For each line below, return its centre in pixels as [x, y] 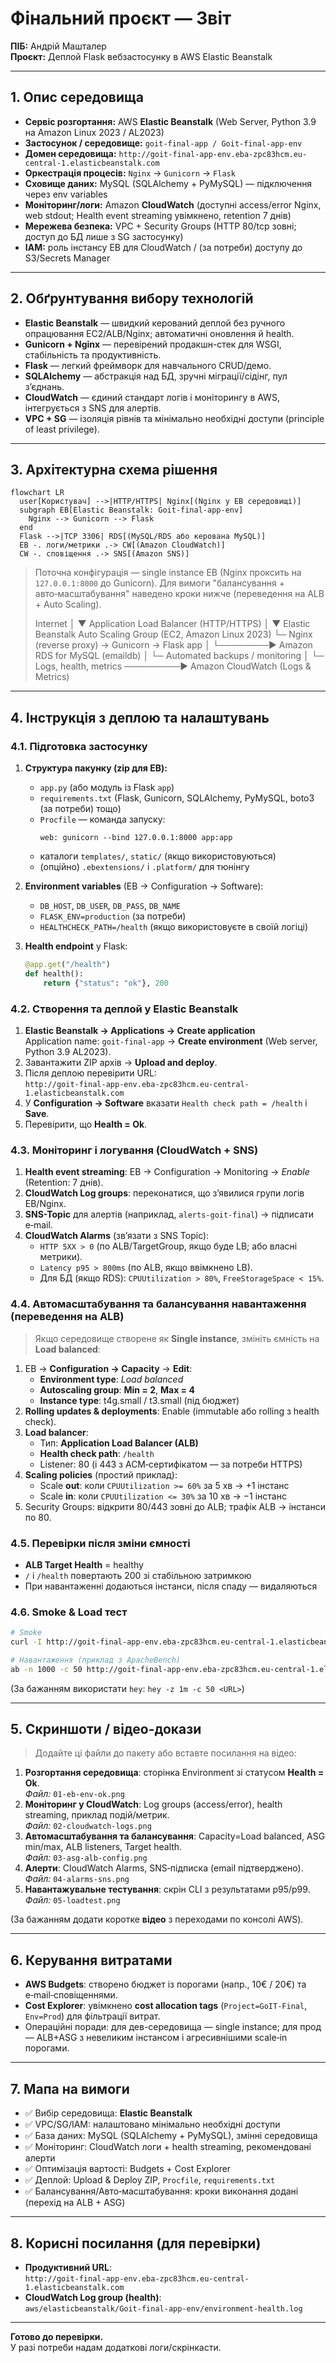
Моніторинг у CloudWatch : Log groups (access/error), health [153, 1804]
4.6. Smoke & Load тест [69, 1612]
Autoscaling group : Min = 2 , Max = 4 [117, 1389]
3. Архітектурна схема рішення [114, 469]
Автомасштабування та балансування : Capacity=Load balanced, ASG [175, 1836]
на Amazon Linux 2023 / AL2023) [94, 132]
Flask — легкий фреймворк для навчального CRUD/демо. [148, 365]
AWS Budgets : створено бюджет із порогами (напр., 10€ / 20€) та [165, 1984]
